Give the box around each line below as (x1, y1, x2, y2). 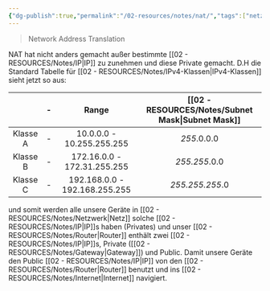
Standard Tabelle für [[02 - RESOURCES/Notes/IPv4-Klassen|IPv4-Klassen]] (8, 66, 262, 76)
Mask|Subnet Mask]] (157, 114, 241, 125)
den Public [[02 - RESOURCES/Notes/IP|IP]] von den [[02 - (8, 256, 203, 265)
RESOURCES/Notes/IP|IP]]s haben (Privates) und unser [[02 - (8, 222, 213, 232)
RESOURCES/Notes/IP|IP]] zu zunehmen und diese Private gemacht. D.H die (8, 58, 262, 68)
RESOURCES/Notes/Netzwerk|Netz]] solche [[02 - (8, 213, 176, 223)
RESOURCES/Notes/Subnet (145, 104, 253, 115)
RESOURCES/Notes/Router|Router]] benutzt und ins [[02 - (8, 264, 202, 274)
